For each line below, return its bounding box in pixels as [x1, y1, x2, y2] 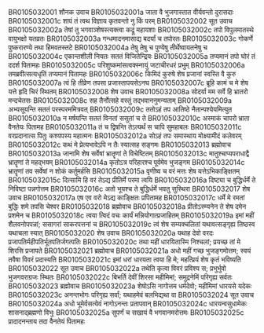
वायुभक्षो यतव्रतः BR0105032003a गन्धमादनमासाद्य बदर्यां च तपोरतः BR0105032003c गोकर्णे [8, 34, 254, 43]
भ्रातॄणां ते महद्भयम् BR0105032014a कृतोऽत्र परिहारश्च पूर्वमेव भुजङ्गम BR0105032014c [8, 158, 245, 166]
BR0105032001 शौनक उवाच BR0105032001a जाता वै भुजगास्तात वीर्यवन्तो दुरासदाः [8, 8, 234, 16]
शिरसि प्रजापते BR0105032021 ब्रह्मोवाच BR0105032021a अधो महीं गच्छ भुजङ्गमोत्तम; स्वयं [8, 246, 251, 255]
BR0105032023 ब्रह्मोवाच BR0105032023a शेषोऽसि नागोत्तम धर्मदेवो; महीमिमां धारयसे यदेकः [8, 281, 252, 291]
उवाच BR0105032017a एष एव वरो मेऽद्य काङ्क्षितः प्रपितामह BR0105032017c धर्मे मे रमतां [8, 193, 245, 202]
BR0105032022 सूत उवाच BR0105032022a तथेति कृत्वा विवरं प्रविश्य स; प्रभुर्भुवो [8, 264, 226, 273]
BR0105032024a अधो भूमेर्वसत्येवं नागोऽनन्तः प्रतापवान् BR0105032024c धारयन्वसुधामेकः [8, 299, 247, 308]
